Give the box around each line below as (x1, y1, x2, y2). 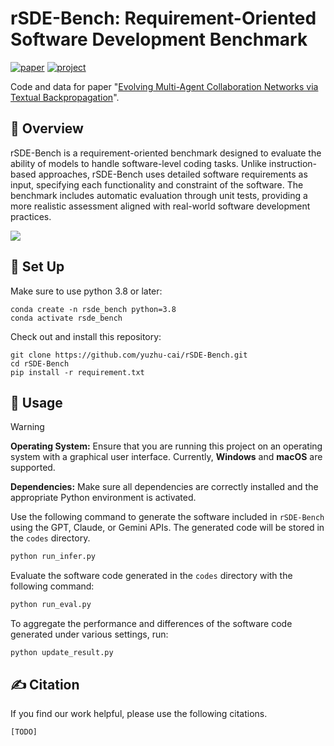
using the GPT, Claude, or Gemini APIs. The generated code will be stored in (10, 522, 325, 534)
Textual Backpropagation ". (10, 91, 120, 103)
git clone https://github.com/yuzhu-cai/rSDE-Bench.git (10, 350, 248, 360)
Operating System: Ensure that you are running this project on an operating (10, 440, 323, 452)
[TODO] (10, 727, 38, 737)
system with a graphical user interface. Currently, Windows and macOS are (10, 451, 323, 463)
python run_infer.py (10, 552, 97, 562)
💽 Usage (10, 394, 63, 411)
